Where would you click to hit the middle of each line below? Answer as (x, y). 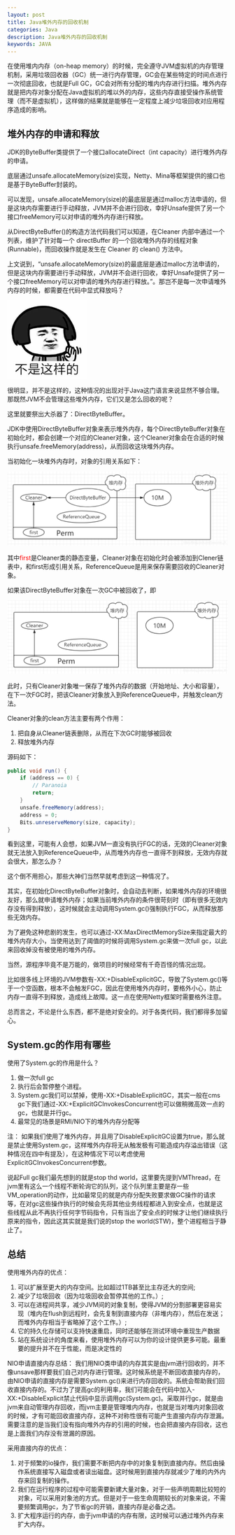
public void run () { (37, 771)
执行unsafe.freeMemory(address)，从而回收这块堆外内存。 (93, 446)
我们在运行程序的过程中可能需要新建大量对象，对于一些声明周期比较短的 (121, 1490)
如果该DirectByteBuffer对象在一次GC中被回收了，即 (82, 590)
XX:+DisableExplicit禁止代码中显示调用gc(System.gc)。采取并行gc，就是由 (115, 1399)
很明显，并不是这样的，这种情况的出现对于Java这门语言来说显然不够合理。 (115, 390)
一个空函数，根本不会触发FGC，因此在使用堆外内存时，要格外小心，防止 (117, 988)
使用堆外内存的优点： (38, 1273)
